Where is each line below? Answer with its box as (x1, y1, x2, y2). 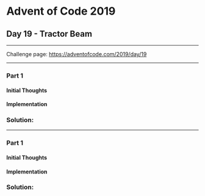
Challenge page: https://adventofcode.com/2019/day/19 (6, 51, 147, 57)
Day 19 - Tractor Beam (6, 29, 93, 39)
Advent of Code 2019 (6, 4, 116, 18)
